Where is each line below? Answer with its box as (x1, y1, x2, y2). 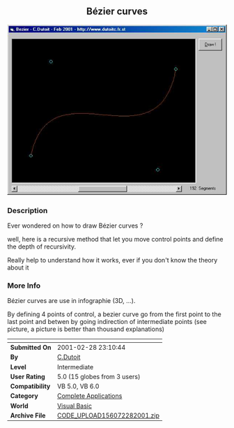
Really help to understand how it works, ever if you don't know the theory (7, 256, 218, 265)
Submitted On (10, 344, 52, 352)
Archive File (10, 411, 46, 420)
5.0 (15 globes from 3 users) (56, 372, 141, 381)
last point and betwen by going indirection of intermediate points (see (7, 318, 207, 326)
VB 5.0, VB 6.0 (56, 382, 100, 390)
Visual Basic (56, 401, 93, 410)
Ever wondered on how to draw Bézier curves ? (7, 221, 143, 230)
